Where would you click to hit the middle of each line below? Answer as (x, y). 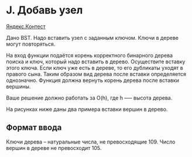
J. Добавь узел (44, 10)
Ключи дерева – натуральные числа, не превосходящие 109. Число (91, 142)
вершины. (18, 86)
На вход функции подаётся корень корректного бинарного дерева (90, 55)
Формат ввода (34, 127)
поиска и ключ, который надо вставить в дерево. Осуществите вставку (96, 62)
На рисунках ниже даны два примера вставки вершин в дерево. (87, 109)
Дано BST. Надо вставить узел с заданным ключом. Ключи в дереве (92, 37)
